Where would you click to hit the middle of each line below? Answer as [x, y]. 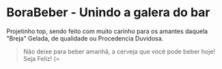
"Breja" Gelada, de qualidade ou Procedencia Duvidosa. [85, 38]
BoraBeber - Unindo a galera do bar [108, 13]
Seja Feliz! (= [41, 58]
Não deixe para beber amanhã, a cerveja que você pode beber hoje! [119, 51]
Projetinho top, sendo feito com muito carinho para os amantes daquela [107, 31]
